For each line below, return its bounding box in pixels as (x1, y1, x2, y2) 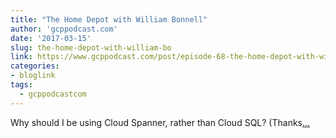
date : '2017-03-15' (10, 33, 92, 43)
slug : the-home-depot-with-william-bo (10, 42, 172, 53)
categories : (10, 61, 60, 71)
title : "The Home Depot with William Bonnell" (10, 14, 208, 25)
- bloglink (10, 71, 56, 81)
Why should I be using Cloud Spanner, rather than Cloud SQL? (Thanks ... (10, 116, 311, 128)
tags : (10, 80, 33, 90)
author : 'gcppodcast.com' (10, 24, 118, 34)
